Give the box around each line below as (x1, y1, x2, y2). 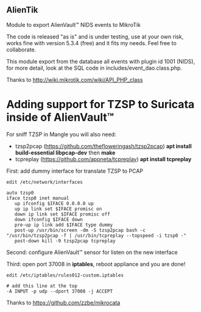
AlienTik (6, 5, 38, 15)
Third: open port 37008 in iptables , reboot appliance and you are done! (6, 260, 186, 267)
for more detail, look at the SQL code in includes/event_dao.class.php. (6, 64, 183, 71)
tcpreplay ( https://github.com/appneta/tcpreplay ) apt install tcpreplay (15, 155, 192, 162)
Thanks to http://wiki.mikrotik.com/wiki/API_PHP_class (6, 76, 143, 83)
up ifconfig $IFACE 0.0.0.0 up (14, 200, 94, 206)
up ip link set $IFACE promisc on (14, 206, 102, 212)
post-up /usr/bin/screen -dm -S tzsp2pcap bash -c (14, 227, 146, 233)
